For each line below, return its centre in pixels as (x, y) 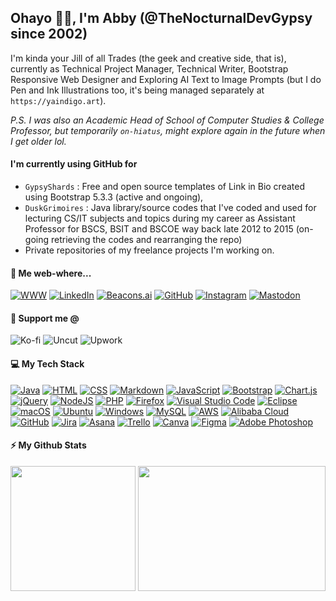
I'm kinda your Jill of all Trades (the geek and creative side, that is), (148, 58)
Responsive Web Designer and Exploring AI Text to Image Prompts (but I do (166, 79)
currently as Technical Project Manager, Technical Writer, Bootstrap (149, 68)
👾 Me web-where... (51, 273)
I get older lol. (38, 141)
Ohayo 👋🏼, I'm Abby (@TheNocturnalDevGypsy (161, 18)
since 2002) (49, 34)
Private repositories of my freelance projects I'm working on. (149, 250)
